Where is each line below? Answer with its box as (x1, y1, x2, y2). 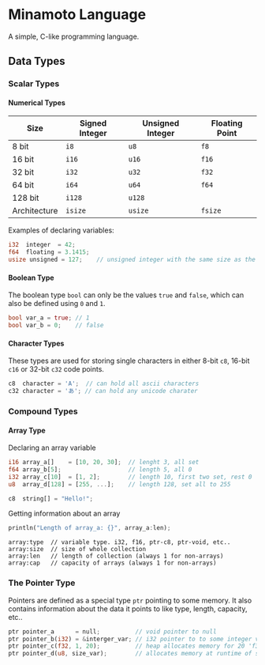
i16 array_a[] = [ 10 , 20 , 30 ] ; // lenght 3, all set (8, 459, 200, 467)
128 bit (12, 192, 39, 203)
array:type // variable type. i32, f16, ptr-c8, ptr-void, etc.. (8, 538, 231, 546)
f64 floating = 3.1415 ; (8, 248, 90, 256)
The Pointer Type (8, 577, 76, 588)
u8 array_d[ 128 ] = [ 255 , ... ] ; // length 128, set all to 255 (8, 480, 231, 488)
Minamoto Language (8, 6, 147, 24)
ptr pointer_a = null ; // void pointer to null (8, 627, 217, 636)
